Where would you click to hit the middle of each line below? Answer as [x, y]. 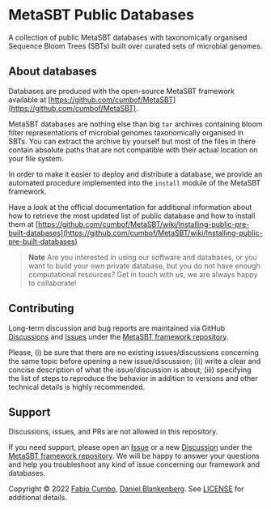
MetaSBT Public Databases [101, 15]
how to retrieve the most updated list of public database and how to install [132, 216]
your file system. [36, 158]
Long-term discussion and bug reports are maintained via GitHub [117, 328]
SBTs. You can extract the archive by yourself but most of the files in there [132, 141]
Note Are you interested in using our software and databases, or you [142, 257]
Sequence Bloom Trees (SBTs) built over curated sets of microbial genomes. [135, 45]
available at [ [30, 100]
